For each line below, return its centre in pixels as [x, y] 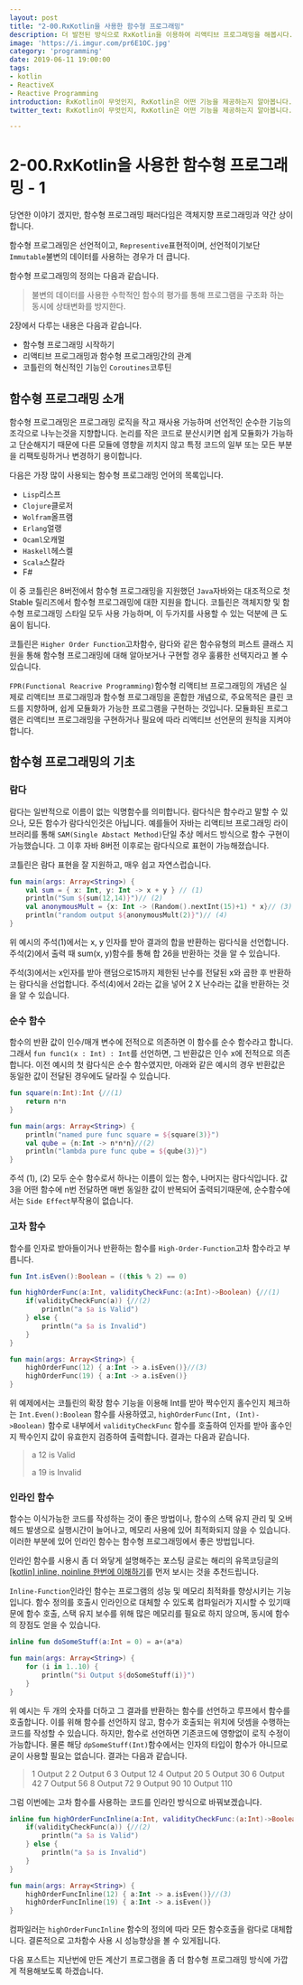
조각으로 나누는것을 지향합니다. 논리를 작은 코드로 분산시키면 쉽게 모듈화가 [139, 433]
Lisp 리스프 [41, 494]
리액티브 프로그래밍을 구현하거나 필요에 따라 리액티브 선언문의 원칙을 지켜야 [158, 720]
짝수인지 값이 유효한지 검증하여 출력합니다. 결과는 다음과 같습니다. [134, 1437]
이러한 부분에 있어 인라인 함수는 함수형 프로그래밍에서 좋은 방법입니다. [132, 1541]
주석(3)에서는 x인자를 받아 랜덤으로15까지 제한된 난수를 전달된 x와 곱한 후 [138, 972]
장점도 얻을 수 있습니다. [60, 1625]
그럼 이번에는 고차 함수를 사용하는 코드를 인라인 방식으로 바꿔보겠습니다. [136, 1802]
